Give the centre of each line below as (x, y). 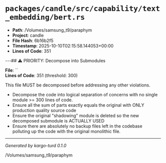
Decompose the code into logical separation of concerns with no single (85, 94)
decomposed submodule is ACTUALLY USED (58, 121)
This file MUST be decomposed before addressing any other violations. (78, 85)
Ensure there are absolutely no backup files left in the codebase (77, 126)
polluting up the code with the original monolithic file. (66, 131)
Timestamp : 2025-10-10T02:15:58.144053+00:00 (63, 45)
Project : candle (28, 35)
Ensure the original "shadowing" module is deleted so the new (76, 116)
